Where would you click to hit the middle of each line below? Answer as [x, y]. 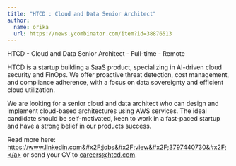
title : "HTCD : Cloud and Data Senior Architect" [82, 14]
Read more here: [31, 140]
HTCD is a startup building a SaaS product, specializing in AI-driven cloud [115, 67]
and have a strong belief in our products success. [79, 126]
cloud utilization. [31, 90]
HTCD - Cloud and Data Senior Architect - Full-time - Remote [96, 54]
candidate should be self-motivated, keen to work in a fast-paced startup [114, 119]
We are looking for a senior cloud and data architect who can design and [113, 104]
